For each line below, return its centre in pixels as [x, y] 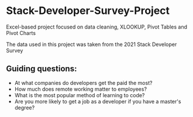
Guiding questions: [42, 69]
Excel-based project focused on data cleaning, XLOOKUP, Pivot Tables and [96, 27]
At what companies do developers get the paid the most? [83, 83]
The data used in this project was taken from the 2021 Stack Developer [92, 44]
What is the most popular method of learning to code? [80, 95]
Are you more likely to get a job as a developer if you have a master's [98, 101]
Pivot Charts [21, 33]
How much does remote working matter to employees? [81, 89]
